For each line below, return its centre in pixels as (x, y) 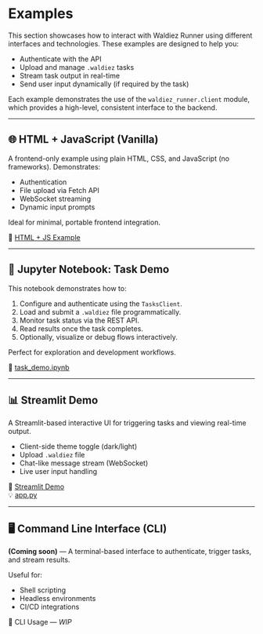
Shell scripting (43, 590)
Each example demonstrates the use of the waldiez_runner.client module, (129, 99)
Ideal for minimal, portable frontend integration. (84, 222)
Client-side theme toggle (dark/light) (78, 446)
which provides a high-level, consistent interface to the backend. (113, 107)
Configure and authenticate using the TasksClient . (101, 304)
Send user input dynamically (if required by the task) (104, 84)
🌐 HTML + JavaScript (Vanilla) (83, 139)
